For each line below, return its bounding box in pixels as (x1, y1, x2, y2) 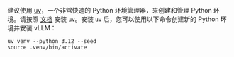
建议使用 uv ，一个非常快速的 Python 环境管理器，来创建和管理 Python (7, 6, 212, 14)
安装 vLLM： (19, 24, 57, 32)
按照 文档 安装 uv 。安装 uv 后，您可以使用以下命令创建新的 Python (26, 15, 219, 23)
